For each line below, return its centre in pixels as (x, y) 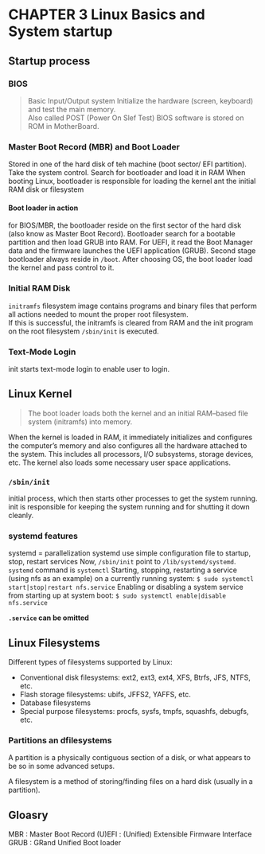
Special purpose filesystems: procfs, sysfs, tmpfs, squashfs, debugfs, (134, 712)
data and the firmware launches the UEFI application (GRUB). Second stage (132, 251)
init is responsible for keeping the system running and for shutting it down (129, 507)
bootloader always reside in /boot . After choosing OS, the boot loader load (131, 259)
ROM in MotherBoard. (63, 126)
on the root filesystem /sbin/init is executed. (84, 331)
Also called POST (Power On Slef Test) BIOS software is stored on (136, 118)
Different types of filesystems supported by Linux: (90, 662)
